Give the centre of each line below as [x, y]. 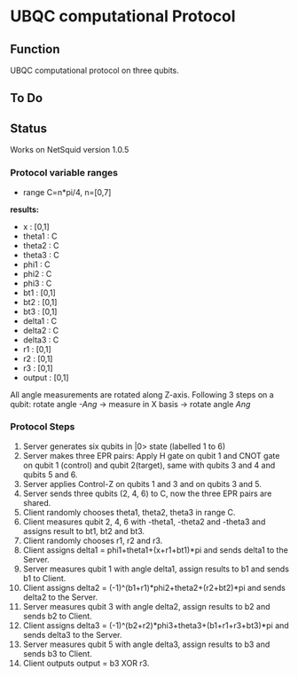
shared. [37, 502]
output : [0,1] [46, 377]
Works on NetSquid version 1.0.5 [70, 150]
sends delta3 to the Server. [72, 634]
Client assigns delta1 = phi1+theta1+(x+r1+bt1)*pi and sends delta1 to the [156, 550]
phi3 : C [37, 283]
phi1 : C [36, 264]
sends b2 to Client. [57, 616]
